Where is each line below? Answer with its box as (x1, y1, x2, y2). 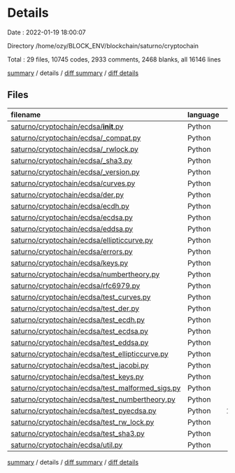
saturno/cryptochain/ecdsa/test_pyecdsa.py (10, 406, 157, 416)
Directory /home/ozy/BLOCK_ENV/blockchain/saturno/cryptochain (7, 41, 199, 50)
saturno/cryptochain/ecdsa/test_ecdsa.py (10, 326, 149, 336)
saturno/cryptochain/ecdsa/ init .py (10, 121, 124, 131)
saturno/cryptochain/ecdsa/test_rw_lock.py (10, 417, 155, 427)
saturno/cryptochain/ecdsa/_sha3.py (10, 155, 133, 165)
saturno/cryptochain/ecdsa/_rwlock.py (10, 144, 138, 154)
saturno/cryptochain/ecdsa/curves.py (10, 178, 136, 188)
